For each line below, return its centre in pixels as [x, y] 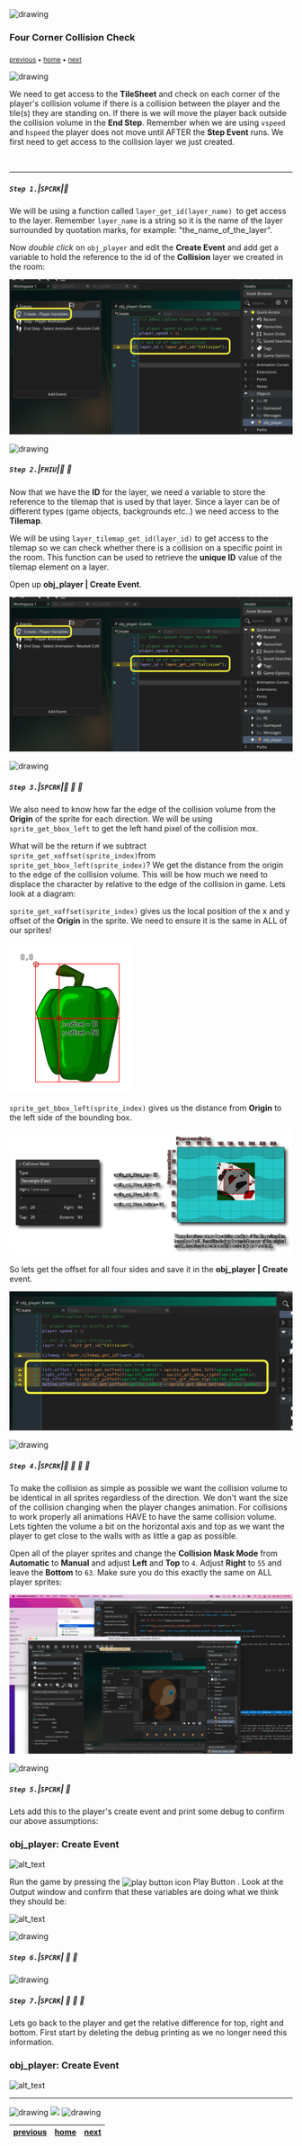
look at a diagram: [43, 893]
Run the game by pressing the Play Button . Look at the [147, 1881]
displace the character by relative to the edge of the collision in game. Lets [147, 884]
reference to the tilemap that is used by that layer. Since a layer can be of [145, 501]
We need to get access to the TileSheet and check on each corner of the [145, 94]
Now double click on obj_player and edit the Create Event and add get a [144, 247]
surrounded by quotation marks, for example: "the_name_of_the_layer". [141, 230]
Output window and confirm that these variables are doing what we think [144, 1892]
